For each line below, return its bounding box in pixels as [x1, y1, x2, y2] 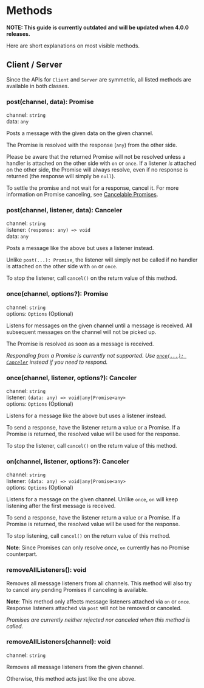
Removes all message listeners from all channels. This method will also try [6, 579, 192, 587]
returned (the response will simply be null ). [6, 173, 115, 180]
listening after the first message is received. [6, 502, 116, 510]
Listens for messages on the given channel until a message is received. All [6, 322, 192, 329]
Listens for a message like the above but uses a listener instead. [6, 412, 167, 419]
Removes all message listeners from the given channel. [6, 663, 144, 670]
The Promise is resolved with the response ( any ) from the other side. [6, 141, 177, 149]
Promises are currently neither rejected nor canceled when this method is [6, 616, 191, 624]
